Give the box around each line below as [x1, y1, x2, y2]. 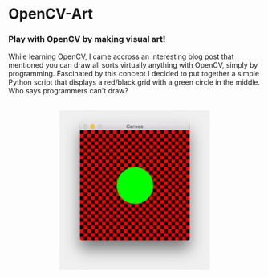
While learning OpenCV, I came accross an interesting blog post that [8, 52, 234, 61]
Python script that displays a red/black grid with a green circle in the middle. [8, 77, 261, 87]
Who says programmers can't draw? [8, 86, 128, 96]
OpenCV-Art [8, 5, 94, 23]
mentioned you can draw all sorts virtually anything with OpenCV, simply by [8, 60, 258, 70]
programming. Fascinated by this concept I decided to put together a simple [8, 69, 259, 79]
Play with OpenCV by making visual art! [8, 34, 166, 45]
